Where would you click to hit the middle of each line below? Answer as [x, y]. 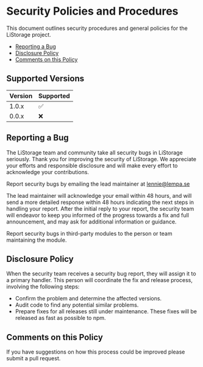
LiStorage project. [29, 34]
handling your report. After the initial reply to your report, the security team [100, 208]
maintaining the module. [37, 240]
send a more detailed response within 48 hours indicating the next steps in [100, 202]
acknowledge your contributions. [48, 172]
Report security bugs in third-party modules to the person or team [89, 233]
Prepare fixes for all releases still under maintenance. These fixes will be [106, 311]
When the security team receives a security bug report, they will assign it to [101, 274]
